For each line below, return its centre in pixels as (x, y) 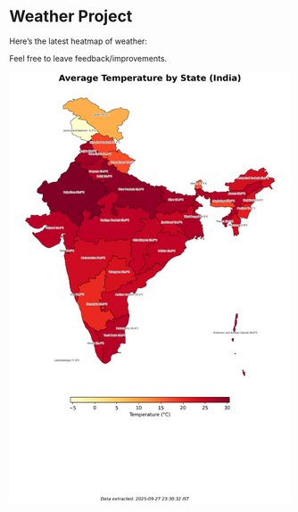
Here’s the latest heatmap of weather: (78, 41)
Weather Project (71, 17)
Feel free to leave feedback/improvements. (88, 58)
